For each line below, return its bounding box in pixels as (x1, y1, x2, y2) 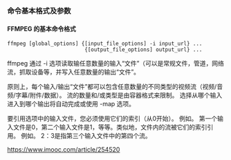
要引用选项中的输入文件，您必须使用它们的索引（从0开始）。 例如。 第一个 (7, 114, 218, 123)
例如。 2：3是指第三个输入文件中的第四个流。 (20, 132, 152, 140)
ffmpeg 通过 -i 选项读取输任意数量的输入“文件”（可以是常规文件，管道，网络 (7, 59, 225, 68)
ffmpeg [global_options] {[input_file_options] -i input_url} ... (7, 40, 203, 48)
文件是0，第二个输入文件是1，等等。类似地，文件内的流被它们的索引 (12, 123, 207, 132)
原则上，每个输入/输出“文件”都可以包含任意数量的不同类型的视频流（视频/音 (7, 83, 223, 91)
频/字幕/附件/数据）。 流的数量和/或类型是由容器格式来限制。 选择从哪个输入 (7, 91, 223, 99)
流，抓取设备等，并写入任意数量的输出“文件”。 (7, 68, 140, 77)
